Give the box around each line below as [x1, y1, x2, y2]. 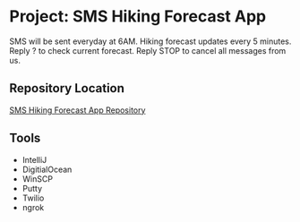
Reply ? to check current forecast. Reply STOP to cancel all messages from [9, 45, 287, 55]
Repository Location [9, 81, 125, 96]
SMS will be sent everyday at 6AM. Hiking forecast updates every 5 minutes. [9, 36, 292, 47]
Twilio [21, 192, 45, 203]
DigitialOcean [21, 164, 73, 175]
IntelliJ [21, 154, 47, 165]
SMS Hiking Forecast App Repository [9, 105, 146, 115]
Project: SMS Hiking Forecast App [9, 6, 267, 27]
